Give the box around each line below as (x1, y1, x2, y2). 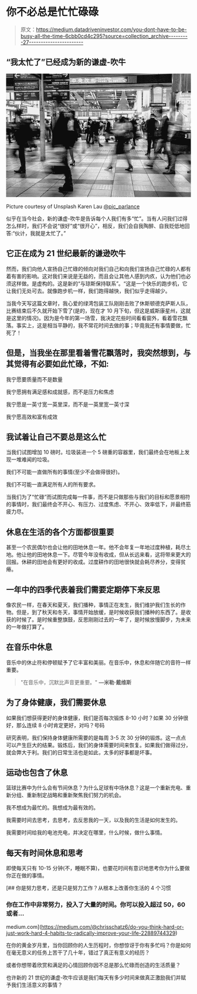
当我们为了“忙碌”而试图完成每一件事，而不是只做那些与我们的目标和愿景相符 (6, 493, 191, 501)
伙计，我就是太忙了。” (14, 230, 66, 237)
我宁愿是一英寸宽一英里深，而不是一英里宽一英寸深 (6, 401, 130, 408)
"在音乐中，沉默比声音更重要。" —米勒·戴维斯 (20, 679, 132, 686)
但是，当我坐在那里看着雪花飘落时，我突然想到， (6, 348, 184, 358)
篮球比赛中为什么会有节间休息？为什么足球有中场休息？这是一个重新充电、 (6, 784, 186, 791)
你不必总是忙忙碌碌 (6, 5, 99, 19)
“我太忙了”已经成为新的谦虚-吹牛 (6, 57, 126, 68)
